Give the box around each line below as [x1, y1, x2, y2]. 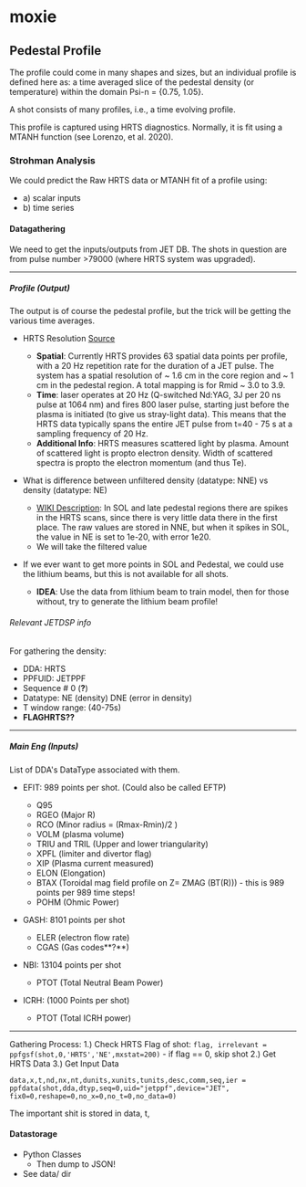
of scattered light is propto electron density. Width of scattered [36, 447, 273, 458]
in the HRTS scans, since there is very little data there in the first [36, 512, 278, 523]
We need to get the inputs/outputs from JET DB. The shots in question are [9, 244, 287, 255]
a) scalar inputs [22, 193, 81, 204]
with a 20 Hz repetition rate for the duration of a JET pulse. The [36, 361, 275, 372]
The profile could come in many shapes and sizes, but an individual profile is [9, 67, 297, 78]
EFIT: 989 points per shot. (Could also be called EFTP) [22, 782, 227, 793]
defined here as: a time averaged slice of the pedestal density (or [9, 77, 255, 88]
